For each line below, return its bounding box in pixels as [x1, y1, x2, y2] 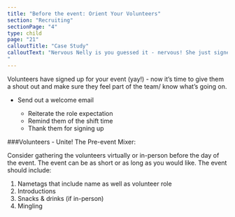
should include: [7, 165, 52, 174]
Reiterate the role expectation [27, 109, 113, 117]
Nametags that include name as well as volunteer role [17, 179, 173, 188]
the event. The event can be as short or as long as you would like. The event [7, 158, 227, 167]
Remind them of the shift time [27, 117, 113, 125]
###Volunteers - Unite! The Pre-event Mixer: [7, 137, 136, 146]
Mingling [17, 202, 43, 210]
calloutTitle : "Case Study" [7, 43, 90, 50]
